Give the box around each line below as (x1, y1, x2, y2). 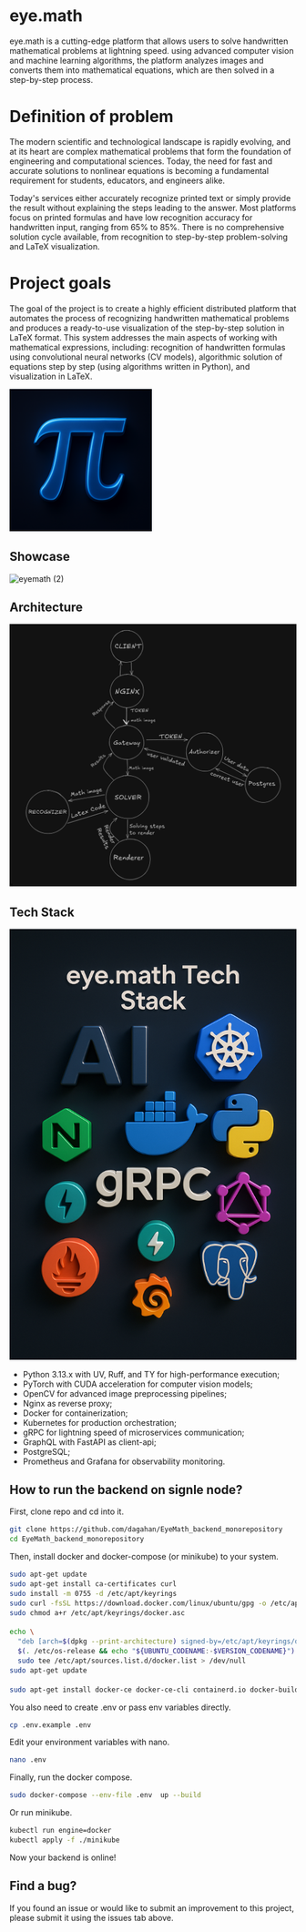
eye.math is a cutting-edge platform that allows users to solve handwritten (9, 36, 289, 46)
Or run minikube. (9, 1807, 73, 1818)
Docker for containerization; (22, 1408, 128, 1418)
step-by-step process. (9, 74, 94, 85)
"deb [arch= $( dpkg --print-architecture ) (17, 1637, 178, 1646)
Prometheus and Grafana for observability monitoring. (22, 1456, 226, 1467)
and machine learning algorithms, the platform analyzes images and (9, 55, 264, 66)
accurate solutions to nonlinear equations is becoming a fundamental (9, 165, 270, 176)
